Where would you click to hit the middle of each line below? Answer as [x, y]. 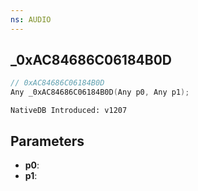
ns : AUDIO [31, 19]
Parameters [47, 141]
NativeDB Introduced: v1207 [69, 111]
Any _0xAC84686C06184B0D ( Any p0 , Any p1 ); [100, 92]
